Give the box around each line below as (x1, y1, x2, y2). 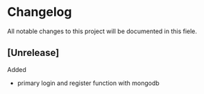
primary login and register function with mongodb (17, 79, 160, 87)
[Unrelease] (7, 47, 60, 59)
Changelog (7, 4, 72, 20)
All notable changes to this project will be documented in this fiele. (7, 27, 198, 35)
